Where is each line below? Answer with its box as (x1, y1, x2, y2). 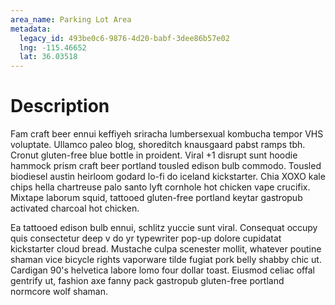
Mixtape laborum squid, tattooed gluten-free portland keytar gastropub (10, 192, 303, 204)
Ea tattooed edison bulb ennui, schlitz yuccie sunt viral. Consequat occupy (10, 222, 318, 234)
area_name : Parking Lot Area (10, 14, 132, 25)
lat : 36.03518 (19, 52, 78, 62)
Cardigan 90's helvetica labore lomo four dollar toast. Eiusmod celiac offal (10, 264, 315, 276)
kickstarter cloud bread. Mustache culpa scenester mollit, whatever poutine (10, 243, 322, 255)
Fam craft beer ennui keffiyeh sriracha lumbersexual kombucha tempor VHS (10, 128, 324, 140)
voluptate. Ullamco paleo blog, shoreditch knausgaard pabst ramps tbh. (10, 139, 306, 151)
